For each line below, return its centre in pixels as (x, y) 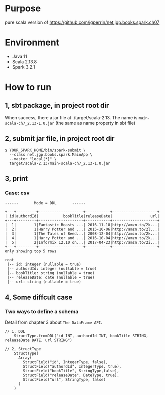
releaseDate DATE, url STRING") (39, 340)
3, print (17, 179)
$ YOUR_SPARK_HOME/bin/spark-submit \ (45, 150)
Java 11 (20, 56)
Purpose (23, 9)
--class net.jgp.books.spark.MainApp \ (51, 155)
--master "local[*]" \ (33, 159)
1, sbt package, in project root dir (57, 106)
